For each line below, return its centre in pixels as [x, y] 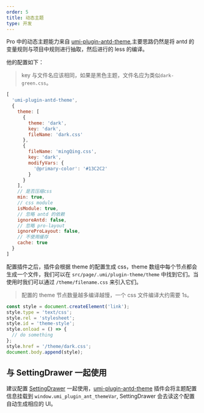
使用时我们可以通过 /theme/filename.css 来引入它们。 [74, 282]
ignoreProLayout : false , [49, 231]
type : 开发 [19, 23]
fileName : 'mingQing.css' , [63, 152]
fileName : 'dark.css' [56, 135]
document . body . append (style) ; [45, 352]
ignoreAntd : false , [42, 220]
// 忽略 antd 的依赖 [41, 214]
